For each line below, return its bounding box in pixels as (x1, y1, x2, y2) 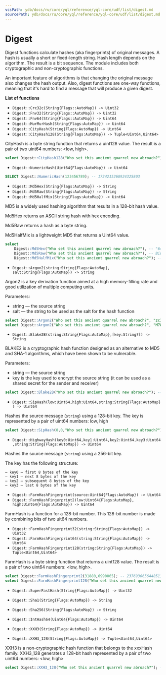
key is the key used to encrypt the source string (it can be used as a (12, 375, 151, 381)
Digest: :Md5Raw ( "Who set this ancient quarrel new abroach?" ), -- (14, 251, 154, 256)
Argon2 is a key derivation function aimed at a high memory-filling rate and (5, 278, 158, 284)
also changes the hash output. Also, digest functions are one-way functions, (5, 80, 161, 86)
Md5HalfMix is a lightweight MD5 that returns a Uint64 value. (5, 232, 130, 238)
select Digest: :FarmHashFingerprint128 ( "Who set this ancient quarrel (5, 578, 154, 583)
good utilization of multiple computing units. (5, 284, 95, 290)
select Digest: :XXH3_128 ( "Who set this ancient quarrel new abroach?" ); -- (5, 665, 165, 670)
